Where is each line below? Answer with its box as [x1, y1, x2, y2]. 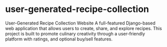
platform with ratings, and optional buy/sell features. [5, 36, 112, 42]
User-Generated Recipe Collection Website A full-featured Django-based [5, 20, 156, 26]
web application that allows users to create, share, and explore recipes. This [5, 25, 162, 31]
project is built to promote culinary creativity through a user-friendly [5, 30, 145, 36]
